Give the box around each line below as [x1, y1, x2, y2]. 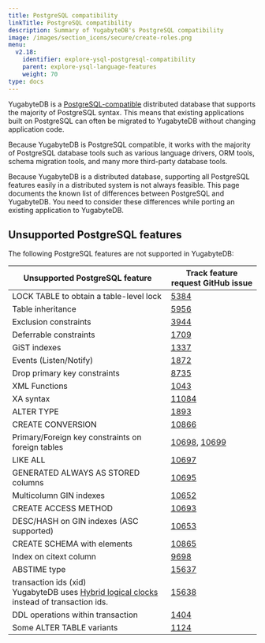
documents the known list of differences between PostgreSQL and [8, 189, 225, 198]
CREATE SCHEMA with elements [12, 538, 132, 549]
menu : [8, 41, 26, 49]
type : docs [8, 77, 44, 85]
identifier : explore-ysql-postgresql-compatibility [22, 56, 196, 64]
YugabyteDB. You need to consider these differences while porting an [8, 196, 235, 206]
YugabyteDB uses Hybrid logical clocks [12, 587, 159, 598]
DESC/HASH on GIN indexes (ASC [12, 516, 139, 527]
